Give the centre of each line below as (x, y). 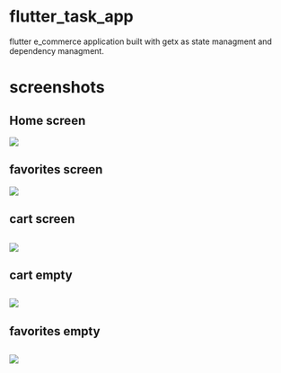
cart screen (42, 219)
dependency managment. (57, 50)
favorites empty (55, 331)
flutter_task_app (71, 17)
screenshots (57, 88)
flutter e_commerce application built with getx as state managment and (140, 41)
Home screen (48, 120)
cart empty (41, 275)
